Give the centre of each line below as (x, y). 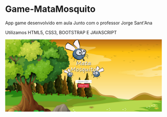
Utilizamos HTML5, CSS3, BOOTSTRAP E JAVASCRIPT (61, 32)
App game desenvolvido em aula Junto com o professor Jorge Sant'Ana (79, 23)
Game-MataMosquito (50, 9)
